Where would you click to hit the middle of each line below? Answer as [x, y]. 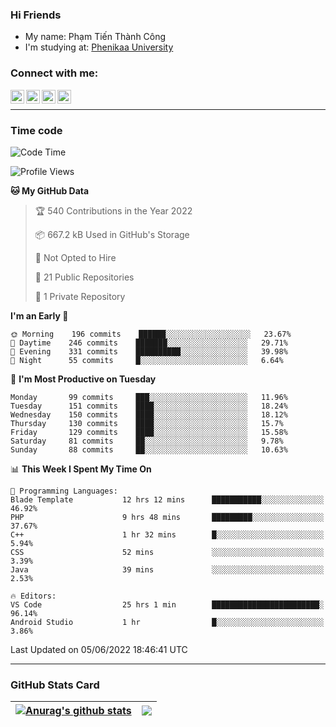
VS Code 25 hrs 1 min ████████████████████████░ [167, 604]
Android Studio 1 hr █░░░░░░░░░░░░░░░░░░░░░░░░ [167, 622]
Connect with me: [54, 73]
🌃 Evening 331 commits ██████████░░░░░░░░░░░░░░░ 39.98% [149, 351]
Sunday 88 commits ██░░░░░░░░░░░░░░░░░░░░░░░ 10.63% [149, 449]
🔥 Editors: [33, 596]
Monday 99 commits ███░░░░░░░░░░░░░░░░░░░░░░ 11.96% [149, 397]
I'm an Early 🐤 [39, 315]
